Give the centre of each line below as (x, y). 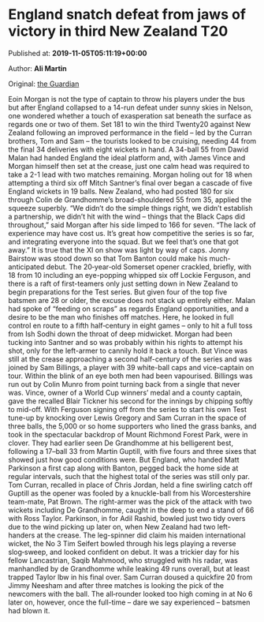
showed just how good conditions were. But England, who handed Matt (124, 459)
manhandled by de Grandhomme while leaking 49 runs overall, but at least (129, 568)
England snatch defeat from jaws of (127, 15)
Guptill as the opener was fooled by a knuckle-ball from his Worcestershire (130, 493)
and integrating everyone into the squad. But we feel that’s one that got (123, 242)
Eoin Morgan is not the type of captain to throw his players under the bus (127, 99)
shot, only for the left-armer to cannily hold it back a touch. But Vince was (128, 350)
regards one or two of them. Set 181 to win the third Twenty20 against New (129, 124)
